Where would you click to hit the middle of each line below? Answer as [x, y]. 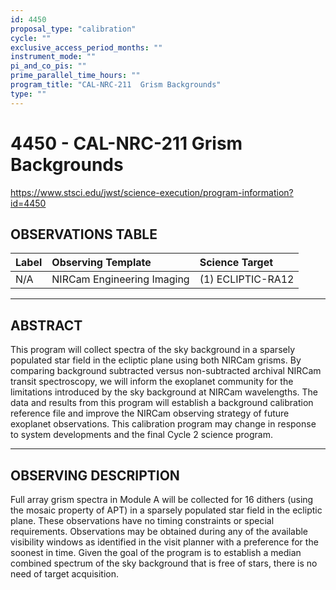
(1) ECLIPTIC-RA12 [247, 279]
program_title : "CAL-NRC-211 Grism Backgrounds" [116, 85]
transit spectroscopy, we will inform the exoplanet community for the [152, 382]
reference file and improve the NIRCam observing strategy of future [150, 413]
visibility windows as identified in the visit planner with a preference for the [164, 542]
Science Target [236, 263]
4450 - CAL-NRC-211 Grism [126, 143]
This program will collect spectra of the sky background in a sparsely [153, 350]
